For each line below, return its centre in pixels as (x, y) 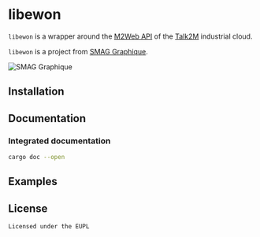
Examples (33, 181)
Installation (36, 92)
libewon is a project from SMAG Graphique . (78, 51)
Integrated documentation (59, 141)
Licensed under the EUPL (49, 227)
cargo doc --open (37, 157)
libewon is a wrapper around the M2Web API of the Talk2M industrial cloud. (130, 36)
